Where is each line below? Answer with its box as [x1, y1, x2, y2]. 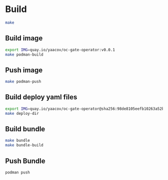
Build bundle [5, 125, 45, 133]
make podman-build [5, 52, 43, 57]
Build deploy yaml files [5, 93, 77, 101]
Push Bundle [5, 156, 45, 165]
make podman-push [5, 79, 41, 84]
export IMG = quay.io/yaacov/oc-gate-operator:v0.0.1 [5, 47, 115, 52]
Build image [5, 34, 43, 43]
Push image [5, 66, 43, 74]
